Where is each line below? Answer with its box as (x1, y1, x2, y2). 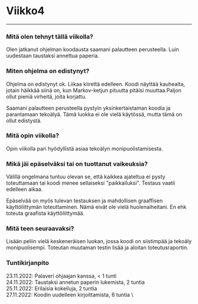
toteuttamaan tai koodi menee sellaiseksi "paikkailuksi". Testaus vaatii (6, 179, 176, 187)
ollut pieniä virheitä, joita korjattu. (6, 93, 87, 100)
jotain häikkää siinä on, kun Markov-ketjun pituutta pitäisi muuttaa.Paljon (6, 87, 181, 94)
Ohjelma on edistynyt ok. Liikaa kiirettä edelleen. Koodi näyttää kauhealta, (6, 80, 186, 87)
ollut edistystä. (6, 117, 42, 124)
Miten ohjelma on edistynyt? (6, 67, 90, 75)
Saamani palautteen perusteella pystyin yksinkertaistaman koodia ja (6, 104, 171, 112)
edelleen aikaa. (6, 186, 43, 193)
